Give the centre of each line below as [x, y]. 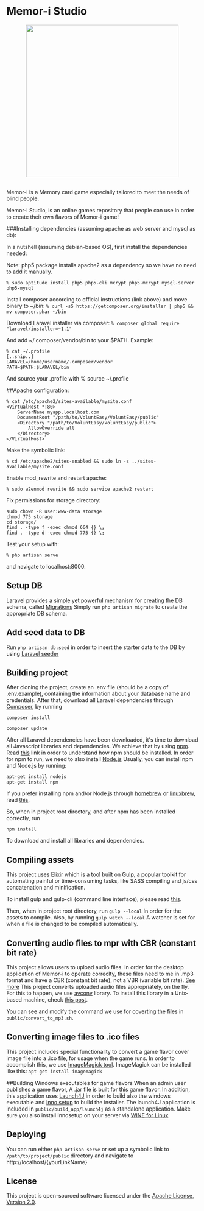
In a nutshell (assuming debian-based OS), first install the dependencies [97, 247]
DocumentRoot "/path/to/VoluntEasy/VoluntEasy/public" [88, 417]
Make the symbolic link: [36, 450]
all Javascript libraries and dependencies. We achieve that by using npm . [98, 746]
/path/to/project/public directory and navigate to [70, 1156]
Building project [37, 672]
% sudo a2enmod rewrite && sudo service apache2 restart [80, 489]
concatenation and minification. [46, 888]
